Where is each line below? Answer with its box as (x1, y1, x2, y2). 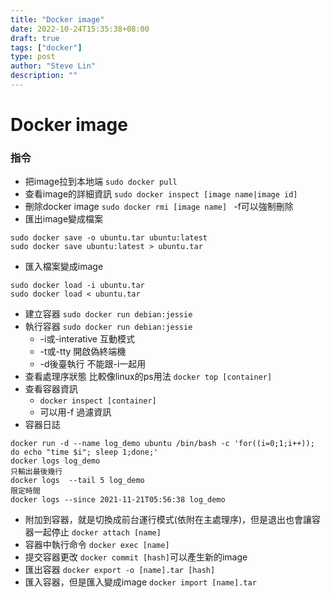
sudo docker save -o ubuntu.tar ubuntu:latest (10, 233, 208, 243)
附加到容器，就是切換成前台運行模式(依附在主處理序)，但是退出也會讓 (24, 514, 313, 526)
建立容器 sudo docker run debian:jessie (24, 308, 193, 320)
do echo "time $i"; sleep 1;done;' (10, 447, 159, 458)
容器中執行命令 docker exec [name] (24, 539, 170, 551)
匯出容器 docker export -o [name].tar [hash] (24, 564, 216, 576)
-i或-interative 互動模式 (39, 333, 135, 345)
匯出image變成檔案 (24, 213, 104, 225)
